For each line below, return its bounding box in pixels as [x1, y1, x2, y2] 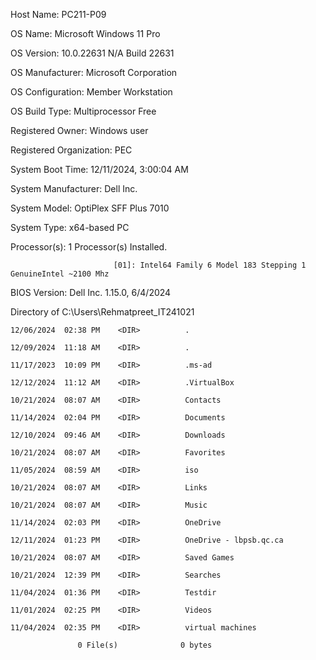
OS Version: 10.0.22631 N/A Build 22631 [10, 47, 175, 59]
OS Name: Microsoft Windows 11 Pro [10, 28, 161, 39]
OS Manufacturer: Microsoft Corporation [10, 67, 178, 78]
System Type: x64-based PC [10, 222, 130, 233]
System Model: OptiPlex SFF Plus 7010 [10, 202, 170, 214]
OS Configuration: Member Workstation [10, 86, 173, 98]
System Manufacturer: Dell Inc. [10, 183, 138, 194]
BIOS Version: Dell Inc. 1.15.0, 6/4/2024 [10, 287, 172, 298]
